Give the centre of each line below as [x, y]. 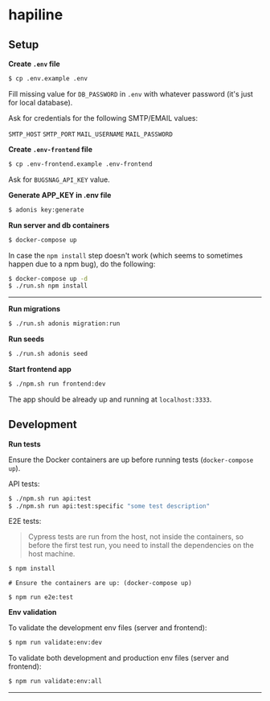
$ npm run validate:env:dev [55, 643]
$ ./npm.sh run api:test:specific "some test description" [109, 506]
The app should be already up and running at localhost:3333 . [110, 399]
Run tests [25, 443]
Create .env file [34, 64]
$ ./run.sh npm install [48, 286]
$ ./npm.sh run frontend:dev [57, 384]
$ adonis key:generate [46, 210]
